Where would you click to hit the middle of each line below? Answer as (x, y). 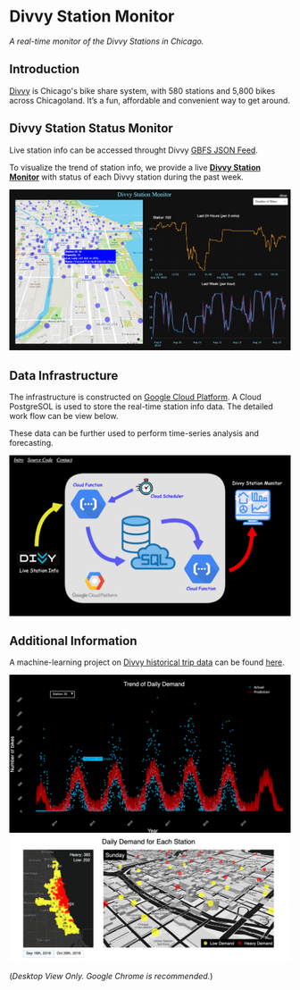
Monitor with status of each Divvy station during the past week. (126, 177)
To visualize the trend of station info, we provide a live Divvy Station (135, 167)
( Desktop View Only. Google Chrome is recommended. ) (111, 977)
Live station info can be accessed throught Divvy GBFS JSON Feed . (134, 150)
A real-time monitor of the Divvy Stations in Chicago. (107, 41)
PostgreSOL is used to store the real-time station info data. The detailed (142, 407)
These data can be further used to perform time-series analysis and (134, 433)
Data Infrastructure (64, 376)
